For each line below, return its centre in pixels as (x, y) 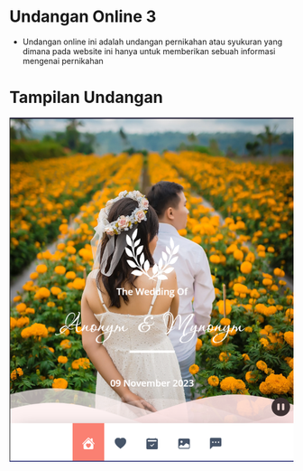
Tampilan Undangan (87, 98)
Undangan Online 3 (83, 17)
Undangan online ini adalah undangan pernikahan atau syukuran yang (152, 42)
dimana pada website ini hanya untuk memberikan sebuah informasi (149, 51)
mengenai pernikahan (63, 61)
